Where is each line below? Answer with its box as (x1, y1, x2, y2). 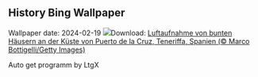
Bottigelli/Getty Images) (8, 45, 86, 54)
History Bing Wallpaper (8, 6, 125, 20)
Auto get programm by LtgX (8, 60, 99, 69)
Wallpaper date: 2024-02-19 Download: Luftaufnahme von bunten (8, 27, 233, 38)
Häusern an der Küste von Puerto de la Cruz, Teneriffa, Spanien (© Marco (8, 36, 250, 46)
